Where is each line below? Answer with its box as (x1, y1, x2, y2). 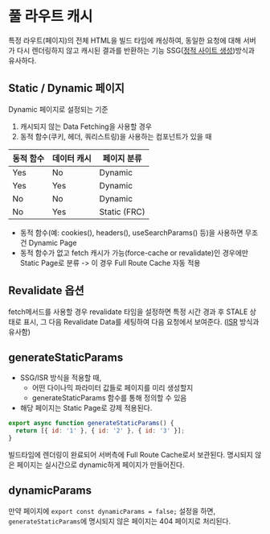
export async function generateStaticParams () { (8, 420, 174, 428)
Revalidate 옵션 (8, 284, 84, 298)
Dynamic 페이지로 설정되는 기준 (8, 104, 108, 114)
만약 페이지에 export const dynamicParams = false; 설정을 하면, (8, 506, 216, 515)
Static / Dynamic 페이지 (8, 81, 125, 95)
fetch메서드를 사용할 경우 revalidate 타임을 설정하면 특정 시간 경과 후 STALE (8, 307, 248, 317)
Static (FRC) (99, 206, 146, 217)
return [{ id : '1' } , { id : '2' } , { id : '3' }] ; (15, 427, 186, 435)
